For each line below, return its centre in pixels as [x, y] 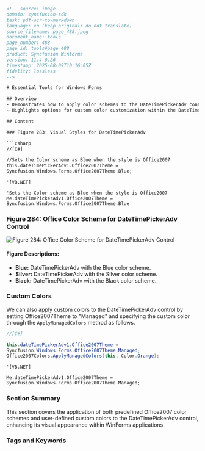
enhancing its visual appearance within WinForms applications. [85, 425]
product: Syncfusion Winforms [45, 54]
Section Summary [34, 399]
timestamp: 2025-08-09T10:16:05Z [49, 65]
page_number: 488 [28, 43]
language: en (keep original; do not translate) [69, 26]
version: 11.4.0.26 [31, 60]
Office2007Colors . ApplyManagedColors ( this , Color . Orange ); [83, 356]
